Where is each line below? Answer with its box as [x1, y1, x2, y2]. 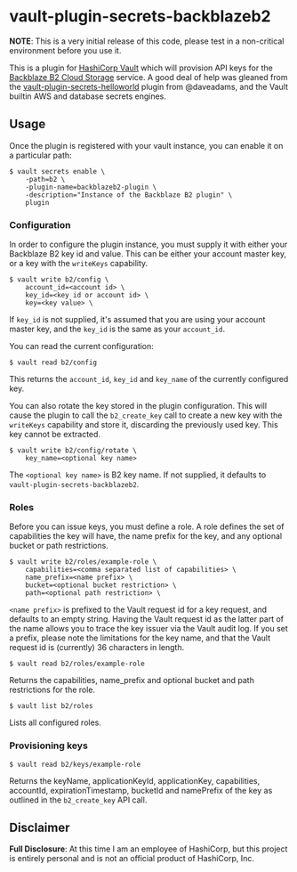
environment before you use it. [9, 45, 122, 55]
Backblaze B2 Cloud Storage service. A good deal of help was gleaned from [9, 71, 288, 82]
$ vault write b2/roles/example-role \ [9, 558, 157, 566]
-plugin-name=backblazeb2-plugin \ [25, 183, 157, 192]
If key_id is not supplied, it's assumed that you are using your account [9, 314, 266, 325]
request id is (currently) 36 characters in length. [9, 642, 185, 653]
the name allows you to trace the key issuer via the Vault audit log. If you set [9, 623, 289, 634]
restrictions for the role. [9, 684, 96, 696]
